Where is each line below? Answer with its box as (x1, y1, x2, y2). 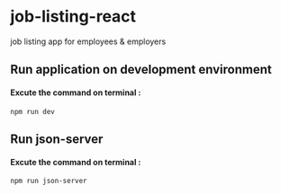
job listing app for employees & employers (10, 36, 167, 47)
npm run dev (10, 107, 55, 116)
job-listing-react (10, 6, 137, 27)
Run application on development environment (10, 62, 273, 77)
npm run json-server (10, 177, 88, 186)
